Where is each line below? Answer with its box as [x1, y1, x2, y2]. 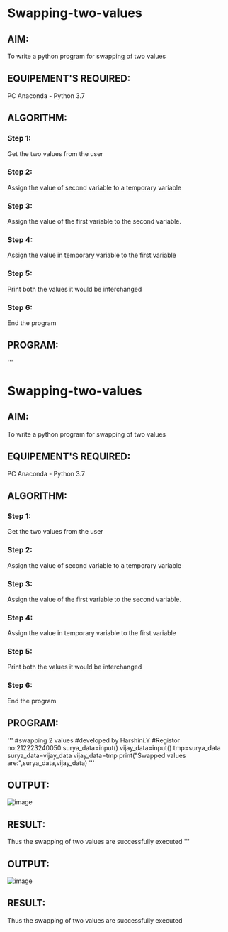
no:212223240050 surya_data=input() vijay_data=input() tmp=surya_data [7, 743, 221, 752]
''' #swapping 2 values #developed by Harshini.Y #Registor [7, 736, 181, 745]
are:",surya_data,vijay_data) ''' [7, 758, 95, 767]
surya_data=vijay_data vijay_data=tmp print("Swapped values [7, 751, 186, 760]
